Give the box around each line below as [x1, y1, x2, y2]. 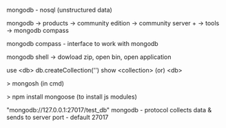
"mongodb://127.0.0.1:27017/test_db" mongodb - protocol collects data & [6, 106, 212, 114]
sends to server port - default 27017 [6, 113, 109, 121]
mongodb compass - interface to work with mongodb [6, 40, 159, 47]
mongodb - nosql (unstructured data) [6, 6, 113, 14]
